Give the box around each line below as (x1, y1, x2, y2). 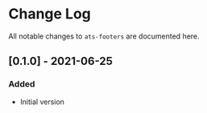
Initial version (19, 97, 64, 107)
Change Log (8, 5, 91, 23)
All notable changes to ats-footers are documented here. (8, 31, 200, 41)
